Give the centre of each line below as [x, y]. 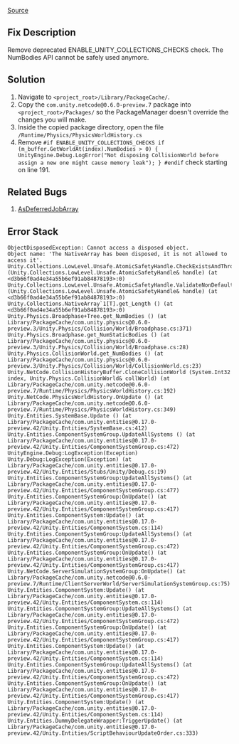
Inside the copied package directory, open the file [91, 127]
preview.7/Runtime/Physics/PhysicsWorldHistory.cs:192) [92, 391]
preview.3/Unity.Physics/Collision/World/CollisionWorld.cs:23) [105, 366]
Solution [26, 80]
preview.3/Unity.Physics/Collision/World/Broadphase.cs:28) [99, 348]
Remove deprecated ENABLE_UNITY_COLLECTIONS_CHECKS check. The [116, 50]
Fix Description [42, 32]
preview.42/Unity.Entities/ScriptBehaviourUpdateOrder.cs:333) [103, 733]
